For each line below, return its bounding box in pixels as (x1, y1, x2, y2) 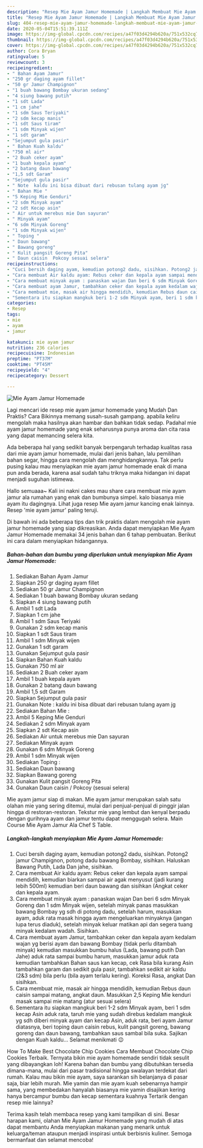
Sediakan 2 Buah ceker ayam (15, 668, 88, 676)
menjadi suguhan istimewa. (7, 475, 75, 483)
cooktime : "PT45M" (7, 362, 53, 368)
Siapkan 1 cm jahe (15, 611, 61, 618)
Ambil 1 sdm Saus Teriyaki (15, 617, 81, 624)
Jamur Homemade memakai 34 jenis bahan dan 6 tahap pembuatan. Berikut (7, 531, 196, 538)
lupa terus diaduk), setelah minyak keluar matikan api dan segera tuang (15, 920, 193, 928)
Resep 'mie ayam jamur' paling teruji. (7, 506, 99, 513)
